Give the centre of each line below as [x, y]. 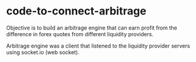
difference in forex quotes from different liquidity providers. [80, 34]
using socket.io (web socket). [43, 52]
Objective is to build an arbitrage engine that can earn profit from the [92, 28]
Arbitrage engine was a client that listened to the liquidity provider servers [98, 46]
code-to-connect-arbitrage [76, 11]
